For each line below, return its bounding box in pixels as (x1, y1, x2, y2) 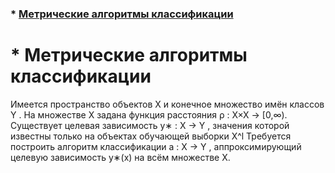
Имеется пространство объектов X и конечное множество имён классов (10, 98, 325, 110)
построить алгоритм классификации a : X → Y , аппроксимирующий (10, 140, 302, 152)
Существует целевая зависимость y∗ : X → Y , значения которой (10, 119, 290, 131)
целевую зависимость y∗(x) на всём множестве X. (10, 151, 231, 163)
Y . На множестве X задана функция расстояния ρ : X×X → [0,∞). (10, 108, 288, 121)
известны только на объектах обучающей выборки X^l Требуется (10, 130, 292, 142)
